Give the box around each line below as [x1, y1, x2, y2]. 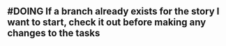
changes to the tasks [7, 27, 100, 39]
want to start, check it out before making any [7, 17, 206, 29]
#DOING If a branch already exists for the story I [7, 6, 220, 17]
